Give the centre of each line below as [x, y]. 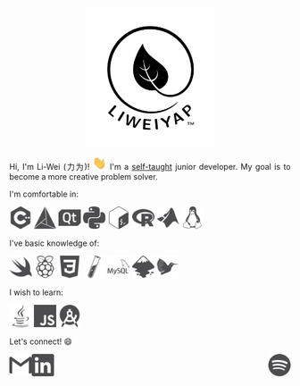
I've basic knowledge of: [54, 243]
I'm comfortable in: [44, 194]
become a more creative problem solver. [83, 177]
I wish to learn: [37, 292]
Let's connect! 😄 [41, 341]
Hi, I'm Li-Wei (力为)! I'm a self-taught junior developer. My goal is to [150, 167]
